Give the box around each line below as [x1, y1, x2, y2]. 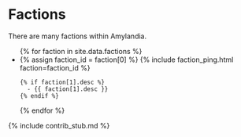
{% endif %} [19, 92, 59, 99]
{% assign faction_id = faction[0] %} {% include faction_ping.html [19, 55, 234, 64]
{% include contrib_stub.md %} [8, 121, 110, 130]
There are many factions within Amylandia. [8, 31, 147, 41]
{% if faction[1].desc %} [19, 78, 105, 86]
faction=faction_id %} [19, 63, 91, 72]
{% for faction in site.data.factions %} [19, 46, 143, 56]
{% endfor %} [19, 106, 65, 115]
